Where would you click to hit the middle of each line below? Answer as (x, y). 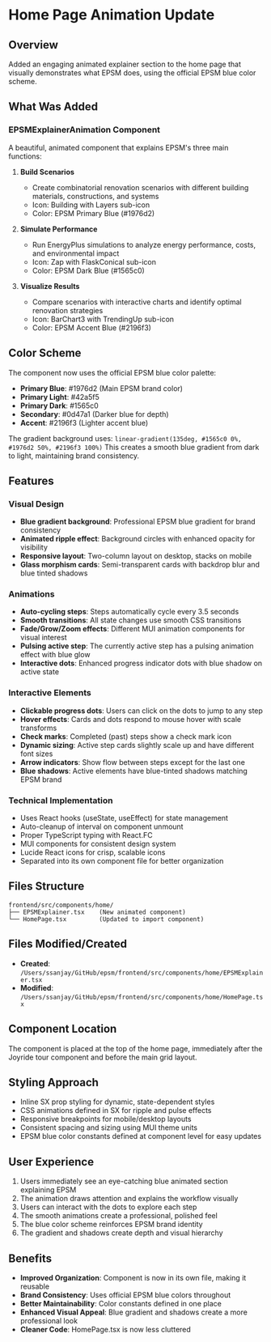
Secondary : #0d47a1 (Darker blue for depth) (94, 414)
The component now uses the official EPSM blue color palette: (112, 372)
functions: (25, 156)
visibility (34, 547)
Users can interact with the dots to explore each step (108, 1207)
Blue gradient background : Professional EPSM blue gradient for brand (138, 522)
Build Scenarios (47, 172)
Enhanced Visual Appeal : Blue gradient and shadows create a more (134, 1312)
